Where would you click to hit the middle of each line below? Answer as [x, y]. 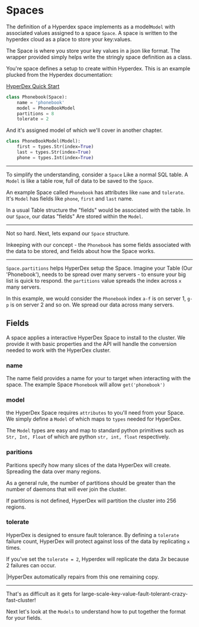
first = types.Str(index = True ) [55, 147]
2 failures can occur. [31, 565]
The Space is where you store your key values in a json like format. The [93, 50]
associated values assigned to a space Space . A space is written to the [92, 33]
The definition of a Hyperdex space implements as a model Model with [91, 27]
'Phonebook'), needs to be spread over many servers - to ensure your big [96, 274]
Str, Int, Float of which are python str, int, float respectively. [88, 437]
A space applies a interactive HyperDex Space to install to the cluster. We [96, 337]
